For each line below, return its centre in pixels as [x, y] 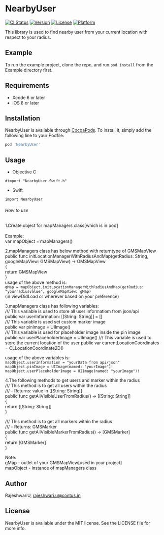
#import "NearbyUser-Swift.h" [36, 181]
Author [16, 483]
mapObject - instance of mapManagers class [51, 468]
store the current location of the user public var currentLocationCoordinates [82, 343]
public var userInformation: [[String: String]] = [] [54, 317]
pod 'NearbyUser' [23, 145]
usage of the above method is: [36, 282]
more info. [16, 528]
